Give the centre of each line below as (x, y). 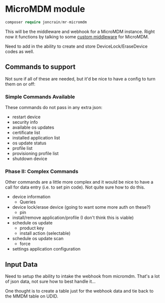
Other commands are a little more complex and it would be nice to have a (79, 182)
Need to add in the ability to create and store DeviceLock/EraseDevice (76, 46)
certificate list (26, 132)
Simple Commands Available (40, 97)
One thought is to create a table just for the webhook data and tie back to (79, 291)
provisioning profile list (35, 153)
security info (25, 122)
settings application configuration (46, 249)
